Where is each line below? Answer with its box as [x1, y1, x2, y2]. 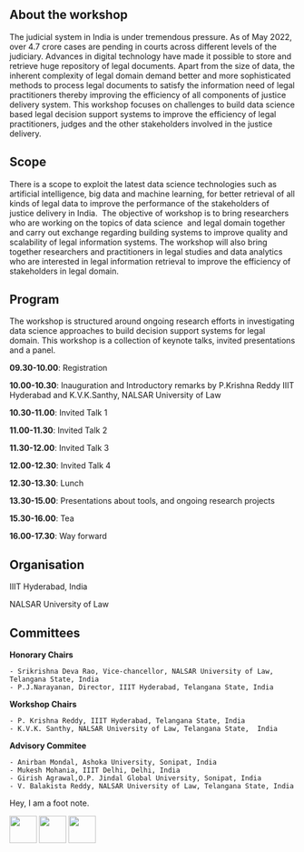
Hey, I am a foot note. [9, 797, 90, 808]
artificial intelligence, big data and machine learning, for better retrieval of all [9, 188, 295, 199]
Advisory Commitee [9, 740, 87, 751]
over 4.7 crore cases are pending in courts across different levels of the [9, 41, 277, 52]
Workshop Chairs [9, 699, 77, 710]
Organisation [9, 556, 84, 572]
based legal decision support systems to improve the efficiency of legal [9, 108, 277, 119]
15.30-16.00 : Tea [9, 513, 74, 524]
